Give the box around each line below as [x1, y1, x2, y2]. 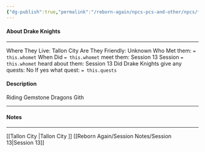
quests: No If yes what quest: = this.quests [6, 66, 117, 74]
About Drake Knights [6, 28, 61, 35]
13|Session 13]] [6, 139, 45, 147]
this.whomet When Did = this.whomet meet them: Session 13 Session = [6, 53, 184, 61]
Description [6, 80, 37, 88]
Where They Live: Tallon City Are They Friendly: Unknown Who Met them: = [6, 47, 196, 54]
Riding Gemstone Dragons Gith [6, 94, 84, 101]
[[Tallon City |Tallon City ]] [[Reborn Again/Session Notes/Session [6, 133, 172, 140]
